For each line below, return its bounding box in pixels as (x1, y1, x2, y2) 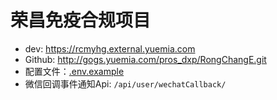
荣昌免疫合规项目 (10, 9, 152, 32)
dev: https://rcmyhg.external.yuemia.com (24, 42, 196, 55)
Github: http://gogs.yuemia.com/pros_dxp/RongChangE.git (24, 53, 267, 65)
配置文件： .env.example (24, 65, 125, 77)
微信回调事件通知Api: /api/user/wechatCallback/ (24, 77, 227, 90)
